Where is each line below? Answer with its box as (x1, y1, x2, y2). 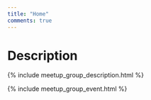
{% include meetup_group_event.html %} (7, 84, 128, 93)
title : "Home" (7, 10, 50, 18)
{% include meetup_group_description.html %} (7, 71, 144, 79)
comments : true (7, 17, 52, 24)
